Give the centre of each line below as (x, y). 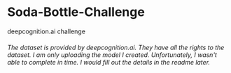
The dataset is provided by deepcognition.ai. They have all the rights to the (116, 47)
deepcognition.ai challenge (47, 31)
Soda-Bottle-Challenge (76, 12)
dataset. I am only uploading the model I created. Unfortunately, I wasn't (112, 55)
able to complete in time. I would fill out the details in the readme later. (109, 62)
